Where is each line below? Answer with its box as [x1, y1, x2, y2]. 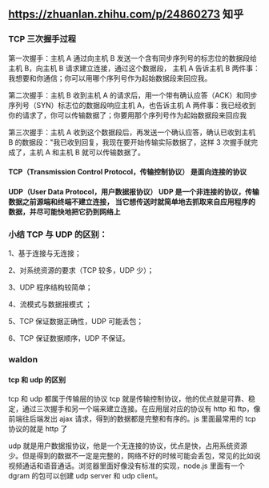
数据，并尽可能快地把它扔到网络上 [8, 206, 121, 216]
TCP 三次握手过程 [8, 34, 77, 45]
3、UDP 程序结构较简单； [8, 282, 94, 292]
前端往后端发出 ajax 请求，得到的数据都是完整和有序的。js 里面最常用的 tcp [8, 414, 256, 424]
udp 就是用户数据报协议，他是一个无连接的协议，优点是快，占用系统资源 [8, 441, 248, 450]
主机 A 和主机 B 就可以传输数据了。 [29, 147, 146, 157]
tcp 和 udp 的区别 [8, 374, 66, 384]
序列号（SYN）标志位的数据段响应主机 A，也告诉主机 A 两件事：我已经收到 [8, 100, 256, 110]
